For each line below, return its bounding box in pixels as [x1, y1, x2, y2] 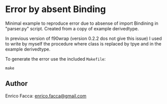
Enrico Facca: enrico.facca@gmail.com [5, 92, 87, 99]
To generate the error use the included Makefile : [5, 56, 106, 62]
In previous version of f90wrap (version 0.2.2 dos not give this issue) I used [5, 35, 162, 41]
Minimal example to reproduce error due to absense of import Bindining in [5, 20, 158, 26]
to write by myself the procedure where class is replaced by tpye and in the [5, 40, 162, 46]
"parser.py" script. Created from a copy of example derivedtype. [5, 25, 139, 31]
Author [5, 79, 28, 88]
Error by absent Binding [5, 4, 106, 15]
